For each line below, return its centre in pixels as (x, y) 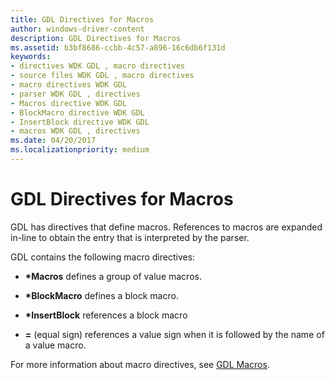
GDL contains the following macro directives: (103, 257)
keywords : (31, 57)
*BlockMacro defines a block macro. (101, 295)
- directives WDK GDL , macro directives (98, 66)
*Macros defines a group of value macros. (113, 276)
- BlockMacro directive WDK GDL (77, 112)
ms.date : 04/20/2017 (53, 141)
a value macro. (55, 345)
